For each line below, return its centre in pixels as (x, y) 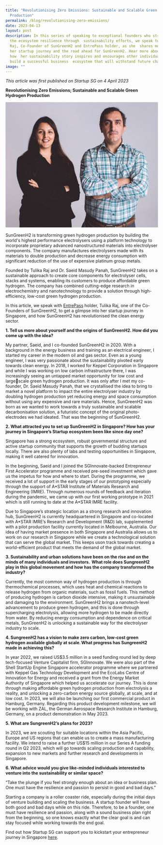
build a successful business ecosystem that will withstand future (80, 61)
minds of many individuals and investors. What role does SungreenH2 (78, 562)
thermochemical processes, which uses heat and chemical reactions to (76, 586)
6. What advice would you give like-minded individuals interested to (75, 768)
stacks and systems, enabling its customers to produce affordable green (78, 280)
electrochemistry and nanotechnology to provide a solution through (73, 291)
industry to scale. (23, 628)
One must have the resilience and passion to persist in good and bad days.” (81, 787)
